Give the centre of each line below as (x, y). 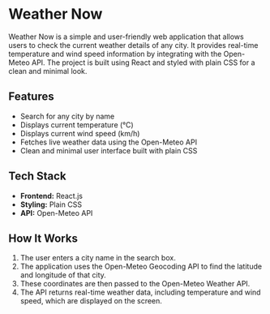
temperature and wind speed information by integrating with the (115, 54)
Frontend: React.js (51, 196)
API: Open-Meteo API (56, 213)
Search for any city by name (67, 116)
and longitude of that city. (63, 275)
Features (31, 97)
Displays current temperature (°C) (77, 125)
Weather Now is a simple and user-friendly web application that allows (126, 37)
